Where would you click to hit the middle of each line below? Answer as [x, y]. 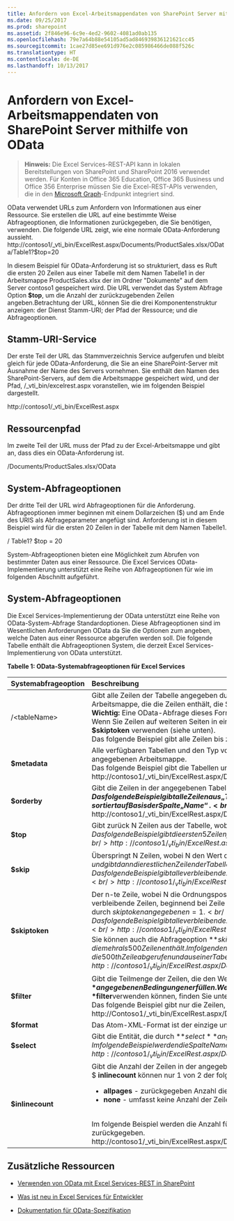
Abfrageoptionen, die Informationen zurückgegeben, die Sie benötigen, [110, 222]
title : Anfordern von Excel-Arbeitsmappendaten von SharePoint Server [112, 14]
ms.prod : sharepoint [37, 27]
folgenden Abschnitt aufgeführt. [53, 577]
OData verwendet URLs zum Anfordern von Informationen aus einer [104, 207]
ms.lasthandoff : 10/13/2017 [48, 66]
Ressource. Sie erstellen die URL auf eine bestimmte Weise [92, 214]
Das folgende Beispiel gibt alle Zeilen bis [158, 739]
